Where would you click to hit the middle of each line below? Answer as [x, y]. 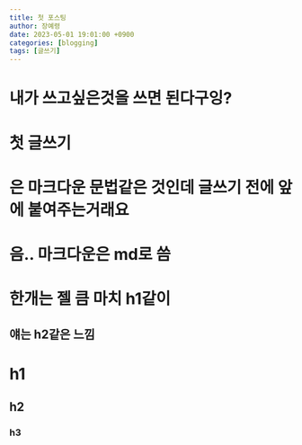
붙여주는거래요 [78, 210]
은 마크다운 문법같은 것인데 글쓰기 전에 [142, 187]
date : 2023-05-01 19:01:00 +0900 [72, 34]
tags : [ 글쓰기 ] [35, 51]
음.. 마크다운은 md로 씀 [90, 254]
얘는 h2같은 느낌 [53, 335]
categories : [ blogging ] [54, 43]
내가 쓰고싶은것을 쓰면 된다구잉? [121, 98]
